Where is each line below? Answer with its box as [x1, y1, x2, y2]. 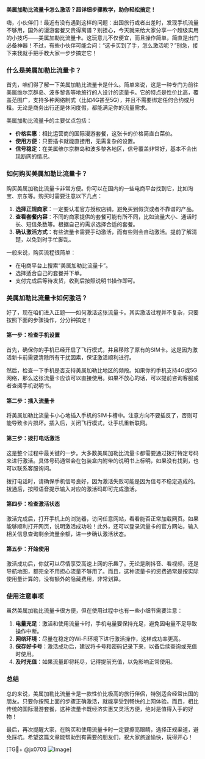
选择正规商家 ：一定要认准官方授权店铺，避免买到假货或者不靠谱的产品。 [15, 205, 197, 212]
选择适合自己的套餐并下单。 [15, 269, 85, 276]
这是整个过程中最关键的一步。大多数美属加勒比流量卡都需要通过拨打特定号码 [6, 449, 199, 456]
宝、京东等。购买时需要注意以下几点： [6, 192, 103, 200]
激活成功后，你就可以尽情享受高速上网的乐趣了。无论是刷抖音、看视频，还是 [6, 559, 199, 567]
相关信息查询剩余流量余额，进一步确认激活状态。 [6, 530, 129, 538]
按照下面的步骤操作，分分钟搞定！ [6, 316, 92, 323]
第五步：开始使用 [6, 545, 49, 553]
